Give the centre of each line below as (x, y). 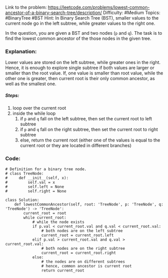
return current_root (63, 270)
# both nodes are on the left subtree (82, 231)
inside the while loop (34, 113)
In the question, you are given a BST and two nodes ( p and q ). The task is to (84, 33)
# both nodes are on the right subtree (83, 248)
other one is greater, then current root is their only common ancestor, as (80, 79)
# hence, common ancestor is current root (87, 266)
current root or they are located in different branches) (76, 146)
